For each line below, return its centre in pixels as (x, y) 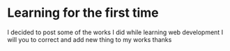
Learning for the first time (83, 13)
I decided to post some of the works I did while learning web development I (115, 32)
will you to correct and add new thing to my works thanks (90, 39)
